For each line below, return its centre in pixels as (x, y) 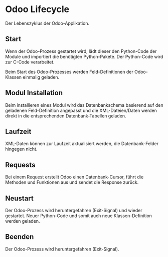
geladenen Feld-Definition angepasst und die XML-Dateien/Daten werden (81, 110)
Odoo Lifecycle (37, 9)
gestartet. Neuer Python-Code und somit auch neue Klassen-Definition (78, 216)
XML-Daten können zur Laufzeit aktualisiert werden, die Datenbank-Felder (82, 144)
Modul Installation (34, 93)
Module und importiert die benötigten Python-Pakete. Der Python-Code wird (84, 56)
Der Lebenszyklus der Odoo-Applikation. (47, 23)
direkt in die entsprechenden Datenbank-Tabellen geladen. (66, 116)
